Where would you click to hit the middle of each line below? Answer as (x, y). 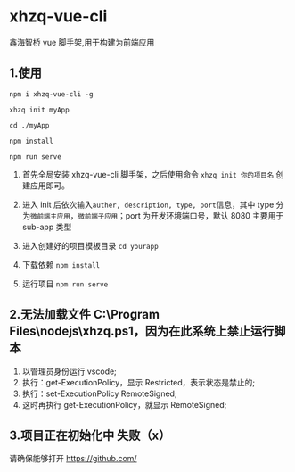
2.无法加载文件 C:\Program (85, 315)
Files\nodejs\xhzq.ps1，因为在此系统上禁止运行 (142, 331)
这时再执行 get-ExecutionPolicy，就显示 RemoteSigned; (124, 404)
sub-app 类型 (47, 227)
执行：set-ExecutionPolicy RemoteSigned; (99, 393)
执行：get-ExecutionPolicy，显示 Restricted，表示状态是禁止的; (139, 382)
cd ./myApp (29, 125)
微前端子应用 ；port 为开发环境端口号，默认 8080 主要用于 (181, 215)
